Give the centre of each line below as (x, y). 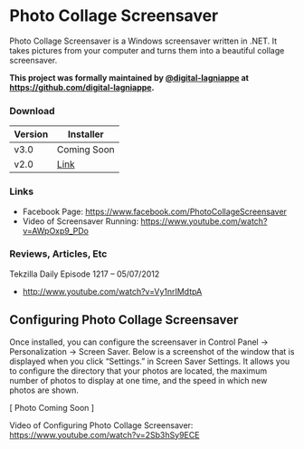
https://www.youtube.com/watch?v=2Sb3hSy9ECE (104, 434)
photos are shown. (44, 390)
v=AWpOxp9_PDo (55, 230)
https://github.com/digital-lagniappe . (82, 87)
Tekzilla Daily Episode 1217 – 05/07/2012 (85, 274)
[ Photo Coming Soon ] (52, 407)
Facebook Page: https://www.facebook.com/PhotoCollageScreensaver (155, 211)
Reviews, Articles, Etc (58, 254)
